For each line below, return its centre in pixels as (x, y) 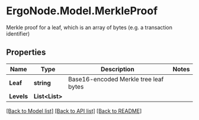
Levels (19, 96)
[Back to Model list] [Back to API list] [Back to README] (74, 110)
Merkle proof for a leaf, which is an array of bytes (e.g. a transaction (89, 27)
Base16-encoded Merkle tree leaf (116, 79)
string (42, 83)
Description (117, 69)
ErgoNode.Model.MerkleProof (82, 11)
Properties (26, 53)
